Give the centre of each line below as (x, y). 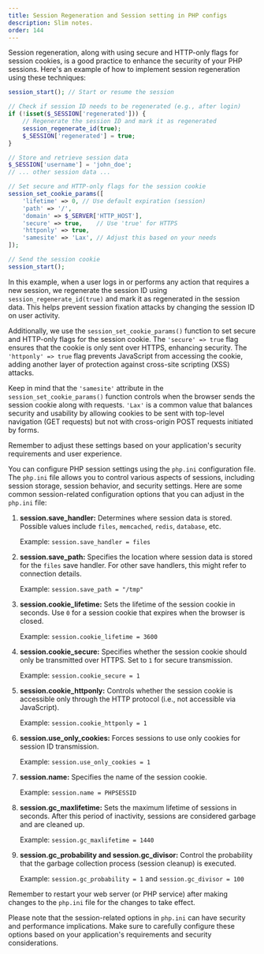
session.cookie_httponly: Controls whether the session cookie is (126, 690)
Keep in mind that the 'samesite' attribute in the (86, 388)
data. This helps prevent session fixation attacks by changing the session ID (132, 307)
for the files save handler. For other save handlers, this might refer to (133, 565)
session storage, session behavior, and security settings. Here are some (125, 486)
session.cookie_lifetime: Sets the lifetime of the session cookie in (127, 604)
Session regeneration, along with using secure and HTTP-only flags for (123, 53)
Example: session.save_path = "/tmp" (82, 588)
